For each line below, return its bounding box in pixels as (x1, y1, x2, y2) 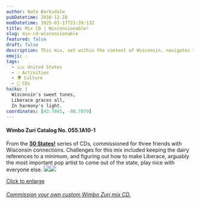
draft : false (6, 42, 39, 48)
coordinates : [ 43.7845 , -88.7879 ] (6, 108, 92, 114)
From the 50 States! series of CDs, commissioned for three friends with (6, 140, 182, 147)
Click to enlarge (6, 177, 45, 184)
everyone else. (6, 166, 43, 173)
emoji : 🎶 (6, 53, 28, 59)
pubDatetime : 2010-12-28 (6, 14, 68, 20)
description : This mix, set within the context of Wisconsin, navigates (6, 48, 190, 54)
